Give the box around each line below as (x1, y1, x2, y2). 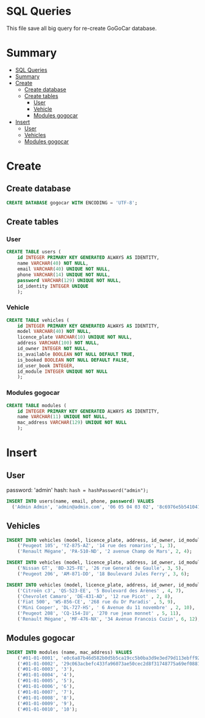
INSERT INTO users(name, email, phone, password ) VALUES (6, 498, 154, 504)
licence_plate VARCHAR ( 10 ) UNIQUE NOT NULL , (17, 334, 132, 340)
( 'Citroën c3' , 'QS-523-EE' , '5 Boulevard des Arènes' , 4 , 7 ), (17, 588, 184, 594)
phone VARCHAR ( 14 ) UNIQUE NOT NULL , (17, 271, 111, 278)
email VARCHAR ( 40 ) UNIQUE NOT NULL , (17, 266, 111, 272)
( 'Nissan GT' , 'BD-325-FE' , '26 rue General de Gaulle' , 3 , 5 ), (17, 565, 184, 572)
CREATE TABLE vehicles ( (6, 317, 70, 323)
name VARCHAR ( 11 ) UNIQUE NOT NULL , (17, 414, 108, 420)
